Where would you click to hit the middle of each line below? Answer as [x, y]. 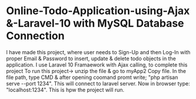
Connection [35, 36]
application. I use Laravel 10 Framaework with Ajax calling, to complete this [97, 65]
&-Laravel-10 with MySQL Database [95, 23]
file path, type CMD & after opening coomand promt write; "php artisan [92, 77]
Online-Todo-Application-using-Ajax [98, 11]
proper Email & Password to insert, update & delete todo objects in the [91, 58]
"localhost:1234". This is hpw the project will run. [65, 90]
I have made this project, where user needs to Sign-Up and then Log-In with [98, 52]
